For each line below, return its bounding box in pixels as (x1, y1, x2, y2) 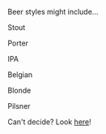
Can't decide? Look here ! (7, 117, 92, 127)
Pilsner (7, 102, 31, 110)
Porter (7, 38, 29, 48)
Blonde (7, 85, 32, 95)
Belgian (7, 70, 33, 80)
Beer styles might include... (7, 7, 99, 16)
